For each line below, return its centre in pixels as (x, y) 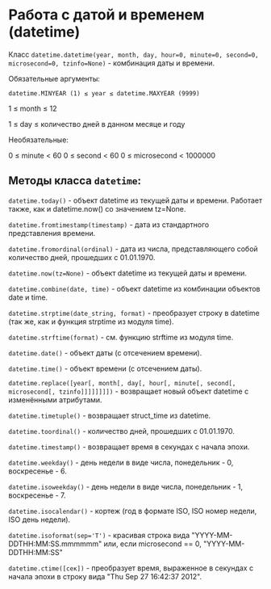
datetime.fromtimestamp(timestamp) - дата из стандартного (109, 225)
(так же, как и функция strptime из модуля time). (92, 322)
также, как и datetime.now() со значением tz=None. (97, 208)
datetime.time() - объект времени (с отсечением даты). (105, 368)
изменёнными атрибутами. (55, 400)
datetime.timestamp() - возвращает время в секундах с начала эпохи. (129, 447)
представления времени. (52, 233)
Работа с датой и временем (106, 15)
